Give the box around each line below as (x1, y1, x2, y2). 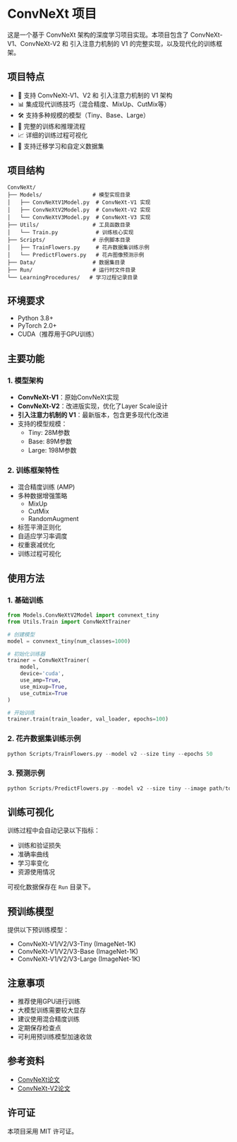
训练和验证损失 (17, 841, 61, 850)
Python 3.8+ (17, 314, 54, 322)
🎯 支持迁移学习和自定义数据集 (17, 141, 104, 150)
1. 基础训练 (7, 595, 44, 605)
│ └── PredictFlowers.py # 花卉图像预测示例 (7, 251, 145, 258)
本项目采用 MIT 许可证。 (7, 1126, 78, 1135)
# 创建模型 (7, 631, 35, 638)
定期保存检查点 (17, 1024, 61, 1032)
